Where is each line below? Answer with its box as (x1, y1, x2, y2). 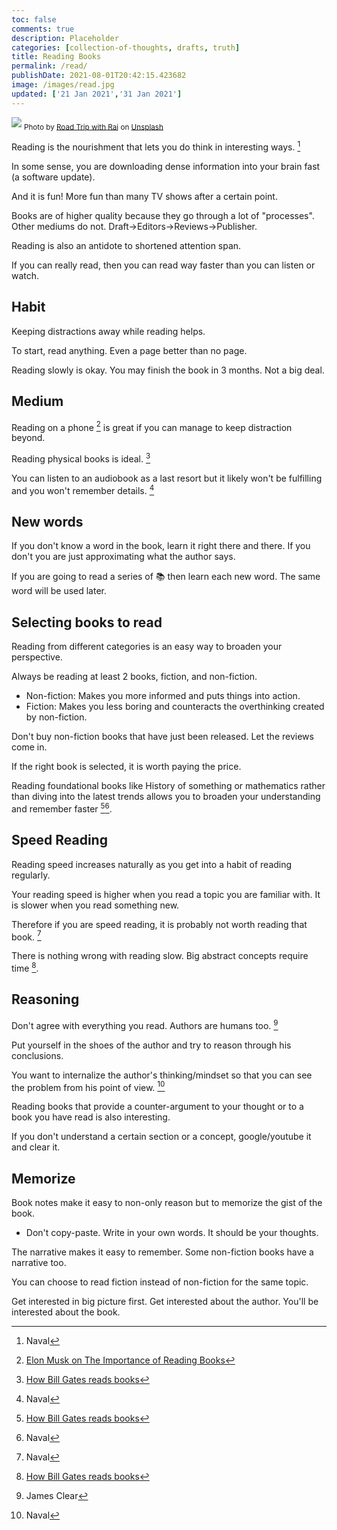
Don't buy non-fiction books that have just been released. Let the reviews (11, 731, 314, 743)
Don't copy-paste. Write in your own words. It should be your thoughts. (25, 1227, 319, 1239)
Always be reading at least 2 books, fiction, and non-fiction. (11, 671, 258, 683)
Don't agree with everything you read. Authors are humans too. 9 (11, 1017, 279, 1031)
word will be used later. (11, 585, 108, 597)
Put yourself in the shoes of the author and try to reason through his (11, 1039, 292, 1051)
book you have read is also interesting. (11, 1111, 171, 1123)
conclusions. (11, 1049, 64, 1061)
